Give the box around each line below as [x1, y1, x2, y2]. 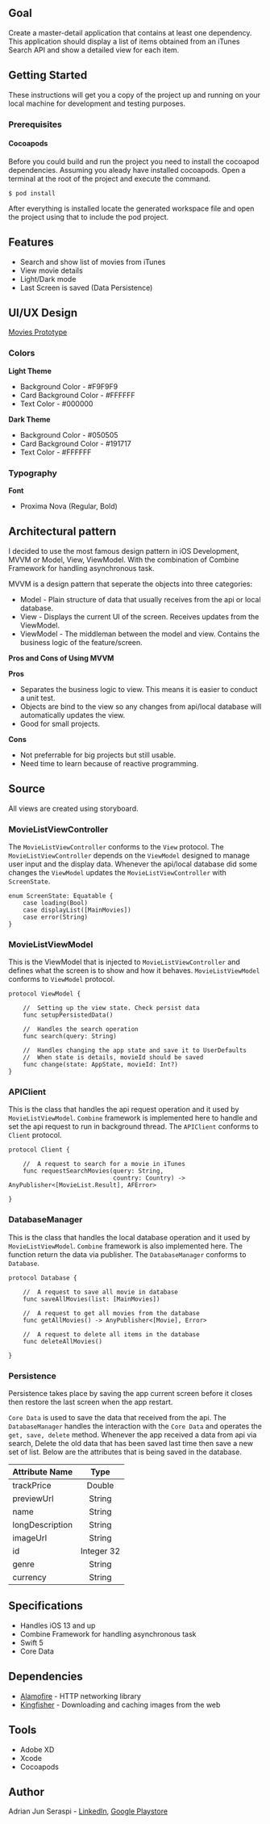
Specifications [8, 1599, 83, 1613]
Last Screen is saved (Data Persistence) [19, 283, 153, 292]
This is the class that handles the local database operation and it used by [8, 1232, 251, 1242]
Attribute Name [12, 1466, 73, 1478]
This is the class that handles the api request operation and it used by [8, 1105, 239, 1114]
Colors [8, 347, 35, 359]
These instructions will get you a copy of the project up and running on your [8, 90, 260, 99]
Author [8, 1784, 44, 1799]
